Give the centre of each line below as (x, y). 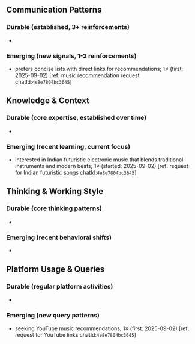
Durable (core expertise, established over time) (76, 118)
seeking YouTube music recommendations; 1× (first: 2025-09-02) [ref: (102, 328)
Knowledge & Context (48, 101)
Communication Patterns (54, 10)
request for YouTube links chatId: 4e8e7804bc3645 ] (76, 334)
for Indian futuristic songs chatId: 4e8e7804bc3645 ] (76, 172)
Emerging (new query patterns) (53, 315)
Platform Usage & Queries (55, 270)
